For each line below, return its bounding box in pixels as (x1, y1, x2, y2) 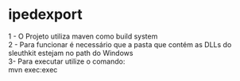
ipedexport (8, 6, 83, 24)
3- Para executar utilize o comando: (8, 57, 126, 66)
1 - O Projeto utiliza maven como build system (8, 31, 158, 41)
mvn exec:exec (8, 64, 58, 74)
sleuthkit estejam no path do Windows (8, 48, 134, 57)
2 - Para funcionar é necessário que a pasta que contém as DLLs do (8, 39, 232, 49)
